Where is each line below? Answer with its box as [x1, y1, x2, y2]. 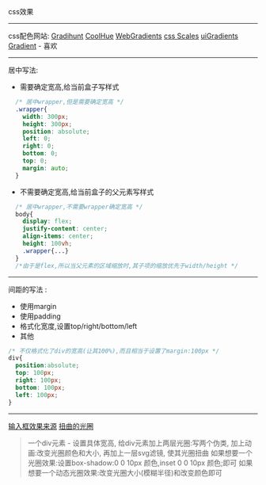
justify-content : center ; [22, 225, 108, 233]
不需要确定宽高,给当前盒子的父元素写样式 [19, 187, 154, 197]
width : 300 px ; [22, 113, 69, 120]
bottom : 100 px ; [15, 384, 66, 391]
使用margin [19, 301, 57, 311]
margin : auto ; [22, 164, 69, 172]
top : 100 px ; [15, 369, 55, 377]
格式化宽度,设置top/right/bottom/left [19, 321, 138, 330]
